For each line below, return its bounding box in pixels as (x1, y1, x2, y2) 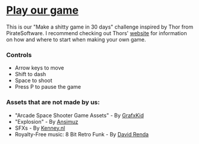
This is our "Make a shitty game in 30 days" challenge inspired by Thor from (6, 23, 194, 30)
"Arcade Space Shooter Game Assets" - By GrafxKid (14, 111, 144, 119)
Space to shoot (14, 77, 52, 84)
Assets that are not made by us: (6, 98, 100, 107)
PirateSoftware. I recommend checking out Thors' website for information (6, 29, 187, 36)
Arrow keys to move (14, 64, 64, 71)
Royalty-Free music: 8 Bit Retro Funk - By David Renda (14, 130, 149, 137)
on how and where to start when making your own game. (6, 36, 147, 43)
